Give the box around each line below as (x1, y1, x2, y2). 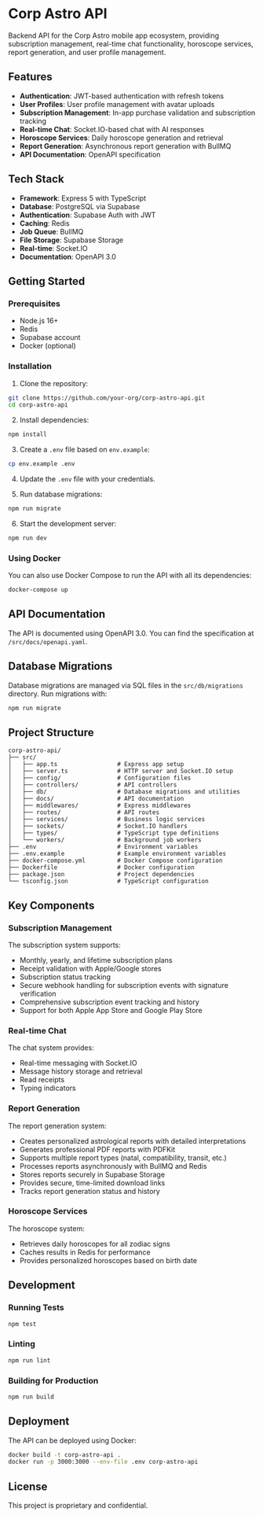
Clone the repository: (19, 378, 89, 388)
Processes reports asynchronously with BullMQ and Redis (19, 1161, 207, 1170)
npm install (8, 430, 47, 439)
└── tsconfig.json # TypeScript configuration (8, 878, 210, 886)
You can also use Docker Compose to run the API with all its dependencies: (8, 571, 252, 580)
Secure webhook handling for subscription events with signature (19, 980, 229, 989)
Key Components (8, 898, 95, 912)
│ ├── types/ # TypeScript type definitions (8, 829, 220, 838)
